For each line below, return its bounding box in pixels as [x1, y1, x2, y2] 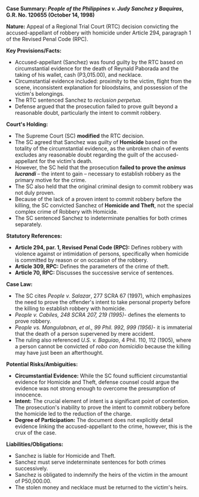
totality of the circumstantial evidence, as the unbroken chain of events [14, 145, 189, 152]
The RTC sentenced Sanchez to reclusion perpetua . [14, 96, 142, 104]
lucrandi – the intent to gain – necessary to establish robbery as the [14, 170, 181, 177]
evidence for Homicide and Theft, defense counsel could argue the [14, 379, 179, 386]
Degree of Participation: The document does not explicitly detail [14, 417, 173, 423]
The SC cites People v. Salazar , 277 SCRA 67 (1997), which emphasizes [14, 292, 191, 299]
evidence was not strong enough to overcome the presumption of [14, 385, 176, 392]
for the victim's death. [39, 158, 93, 164]
